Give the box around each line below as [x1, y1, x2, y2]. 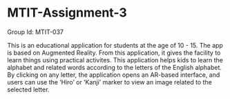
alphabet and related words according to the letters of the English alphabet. [7, 63, 222, 71]
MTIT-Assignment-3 [7, 5, 128, 21]
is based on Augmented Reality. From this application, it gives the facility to [7, 48, 221, 57]
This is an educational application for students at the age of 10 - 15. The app [7, 41, 223, 49]
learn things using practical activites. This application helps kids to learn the [7, 55, 223, 64]
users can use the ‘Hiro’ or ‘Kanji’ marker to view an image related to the [7, 78, 212, 86]
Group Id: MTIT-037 [7, 28, 64, 36]
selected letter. [7, 85, 50, 93]
